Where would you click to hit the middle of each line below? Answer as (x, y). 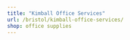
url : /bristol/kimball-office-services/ (66, 20)
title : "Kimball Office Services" (56, 13)
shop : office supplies (39, 26)
